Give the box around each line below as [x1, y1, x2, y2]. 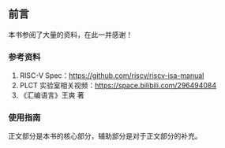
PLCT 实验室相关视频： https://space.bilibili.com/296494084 [19, 81, 217, 91]
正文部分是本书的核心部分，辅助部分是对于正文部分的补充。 [8, 131, 202, 141]
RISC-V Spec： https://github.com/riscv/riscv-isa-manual [19, 71, 204, 80]
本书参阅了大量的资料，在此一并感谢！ [8, 30, 133, 39]
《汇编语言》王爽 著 [19, 91, 84, 100]
